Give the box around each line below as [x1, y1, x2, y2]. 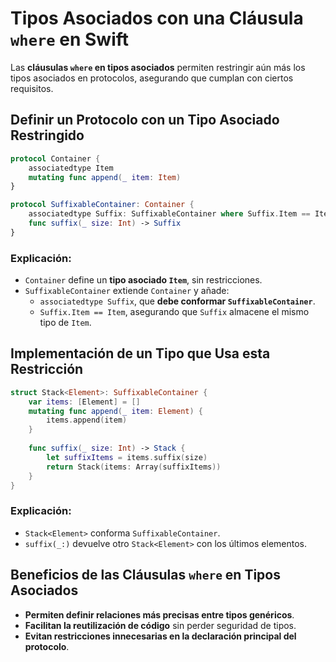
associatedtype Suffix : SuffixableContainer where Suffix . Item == [28, 209, 311, 219]
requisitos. [10, 82, 54, 94]
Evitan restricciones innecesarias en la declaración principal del [24, 630, 297, 642]
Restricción [10, 361, 84, 378]
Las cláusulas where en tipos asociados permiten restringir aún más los [10, 61, 306, 73]
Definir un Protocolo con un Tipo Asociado [10, 112, 280, 129]
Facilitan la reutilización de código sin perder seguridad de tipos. [24, 619, 297, 631]
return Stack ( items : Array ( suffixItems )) [46, 462, 222, 472]
